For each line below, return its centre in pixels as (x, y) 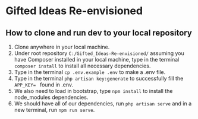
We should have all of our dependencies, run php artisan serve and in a (103, 104)
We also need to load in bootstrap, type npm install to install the (93, 91)
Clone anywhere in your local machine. (62, 47)
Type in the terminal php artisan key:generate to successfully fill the (99, 78)
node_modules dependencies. (51, 97)
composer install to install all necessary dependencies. (82, 66)
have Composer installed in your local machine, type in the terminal (97, 59)
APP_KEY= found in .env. (44, 85)
